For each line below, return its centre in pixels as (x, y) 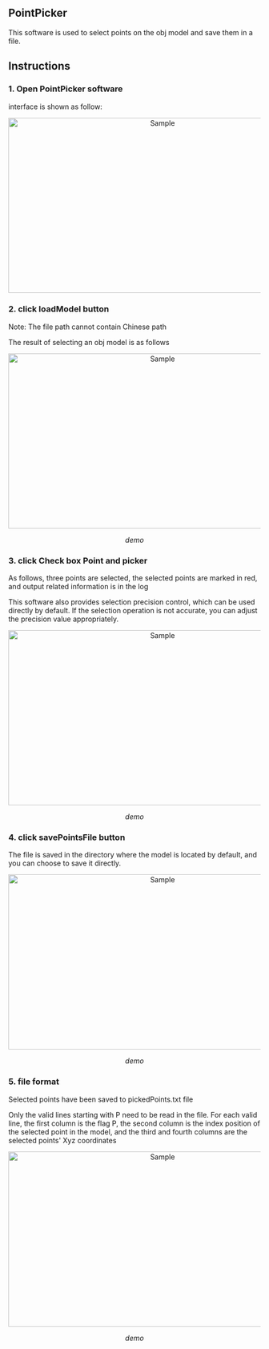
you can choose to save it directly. (65, 863)
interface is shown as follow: (55, 106)
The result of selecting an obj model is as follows (89, 342)
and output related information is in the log (78, 587)
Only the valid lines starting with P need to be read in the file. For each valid (133, 1114)
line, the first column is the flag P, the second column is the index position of (134, 1123)
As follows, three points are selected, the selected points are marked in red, (133, 578)
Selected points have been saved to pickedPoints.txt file (101, 1099)
